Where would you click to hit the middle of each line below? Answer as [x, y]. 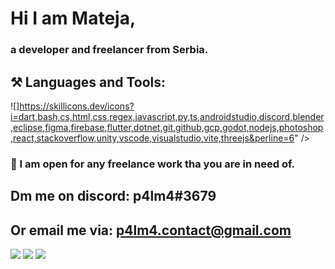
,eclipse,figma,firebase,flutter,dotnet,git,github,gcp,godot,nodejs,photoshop [167, 127]
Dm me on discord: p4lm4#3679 [113, 196]
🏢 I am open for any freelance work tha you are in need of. [153, 164]
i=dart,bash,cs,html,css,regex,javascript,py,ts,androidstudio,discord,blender [167, 116]
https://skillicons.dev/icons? [77, 106]
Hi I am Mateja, [73, 18]
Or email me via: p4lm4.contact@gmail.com [151, 230]
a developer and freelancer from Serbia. [109, 50]
